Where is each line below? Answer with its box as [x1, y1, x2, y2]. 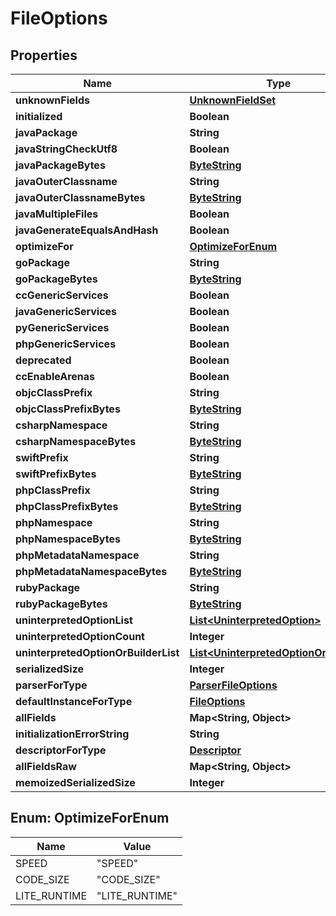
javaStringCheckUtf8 [15, 142, 118, 156]
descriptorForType [15, 743, 107, 757]
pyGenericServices [15, 321, 110, 334]
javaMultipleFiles [15, 207, 99, 221]
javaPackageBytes [15, 158, 106, 172]
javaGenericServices [15, 305, 118, 318]
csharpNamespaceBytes [15, 435, 137, 448]
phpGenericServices [15, 337, 117, 351]
